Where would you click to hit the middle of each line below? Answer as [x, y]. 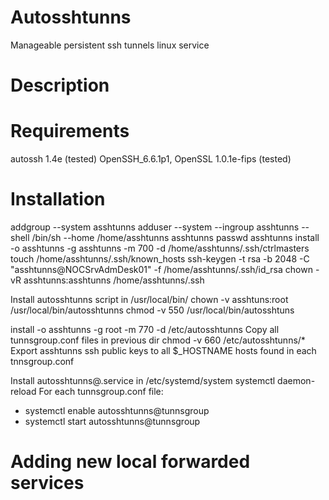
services [47, 483]
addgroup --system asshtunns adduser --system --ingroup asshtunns [155, 227]
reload [23, 391]
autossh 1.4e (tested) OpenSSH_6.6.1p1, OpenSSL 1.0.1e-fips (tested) [151, 159]
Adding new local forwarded [130, 462]
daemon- [296, 380]
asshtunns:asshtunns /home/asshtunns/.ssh [114, 280]
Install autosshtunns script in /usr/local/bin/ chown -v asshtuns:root [149, 299]
